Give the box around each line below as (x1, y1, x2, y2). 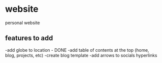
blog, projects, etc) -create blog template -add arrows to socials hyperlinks (5, 52, 158, 58)
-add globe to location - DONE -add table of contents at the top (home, (5, 47, 149, 53)
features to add (5, 34, 53, 42)
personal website (5, 20, 40, 26)
